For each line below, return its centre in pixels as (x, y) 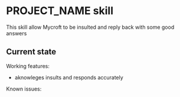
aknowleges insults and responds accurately (69, 77)
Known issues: (24, 89)
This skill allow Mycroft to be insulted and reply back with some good (90, 27)
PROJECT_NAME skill (60, 11)
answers (17, 33)
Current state (31, 52)
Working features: (28, 66)
